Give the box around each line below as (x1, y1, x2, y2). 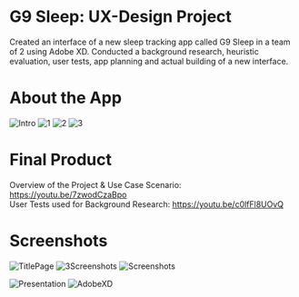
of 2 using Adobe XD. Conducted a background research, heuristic (9, 45, 259, 56)
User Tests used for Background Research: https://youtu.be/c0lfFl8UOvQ (9, 198, 284, 210)
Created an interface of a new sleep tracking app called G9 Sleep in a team (9, 36, 291, 47)
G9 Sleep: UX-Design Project (9, 6, 232, 27)
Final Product (9, 150, 112, 170)
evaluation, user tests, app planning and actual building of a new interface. (9, 55, 289, 66)
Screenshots (9, 231, 108, 251)
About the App (9, 88, 123, 108)
